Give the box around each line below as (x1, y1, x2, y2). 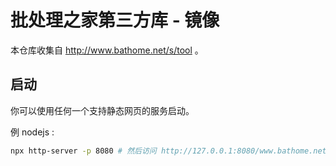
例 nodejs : (10, 126, 55, 138)
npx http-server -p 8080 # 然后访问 (10, 146, 157, 156)
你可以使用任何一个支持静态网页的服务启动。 (10, 104, 195, 116)
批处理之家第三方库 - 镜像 (10, 9, 220, 32)
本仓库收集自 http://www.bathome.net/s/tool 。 (10, 44, 204, 56)
